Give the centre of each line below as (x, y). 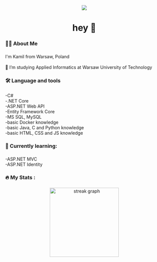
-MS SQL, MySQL (23, 117)
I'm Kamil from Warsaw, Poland (37, 57)
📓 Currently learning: (31, 146)
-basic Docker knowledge (32, 122)
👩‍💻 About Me (21, 44)
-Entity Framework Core (30, 111)
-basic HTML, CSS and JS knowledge (44, 133)
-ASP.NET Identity (24, 164)
